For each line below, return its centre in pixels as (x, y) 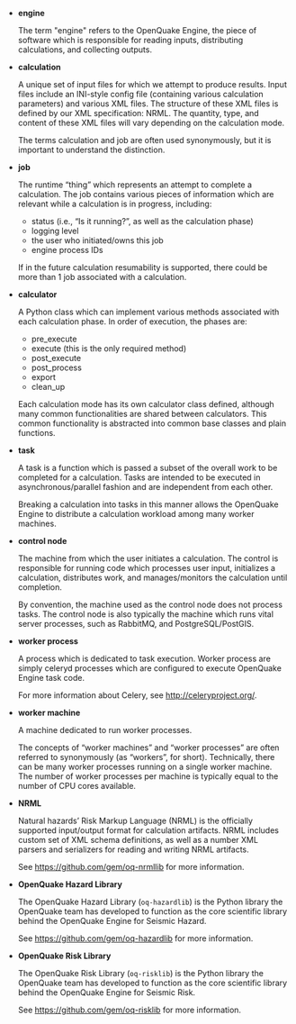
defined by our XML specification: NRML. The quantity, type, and (138, 113)
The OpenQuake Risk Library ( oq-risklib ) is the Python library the (140, 973)
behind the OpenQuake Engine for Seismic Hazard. (112, 921)
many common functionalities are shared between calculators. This (142, 414)
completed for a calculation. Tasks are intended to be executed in (139, 477)
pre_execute (54, 339)
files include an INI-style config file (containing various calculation (140, 94)
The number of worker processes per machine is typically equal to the (148, 776)
